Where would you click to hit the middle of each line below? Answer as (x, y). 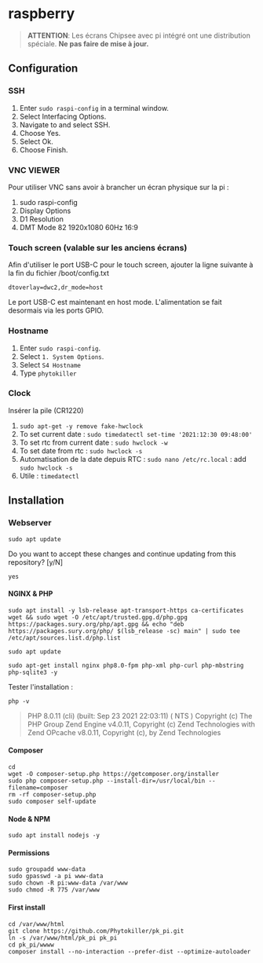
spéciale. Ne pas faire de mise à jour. (88, 43)
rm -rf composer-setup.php (52, 794)
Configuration (43, 69)
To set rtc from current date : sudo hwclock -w (93, 442)
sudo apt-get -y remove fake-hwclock (81, 426)
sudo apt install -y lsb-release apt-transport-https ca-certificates (126, 610)
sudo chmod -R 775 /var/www (54, 890)
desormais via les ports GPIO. (56, 310)
